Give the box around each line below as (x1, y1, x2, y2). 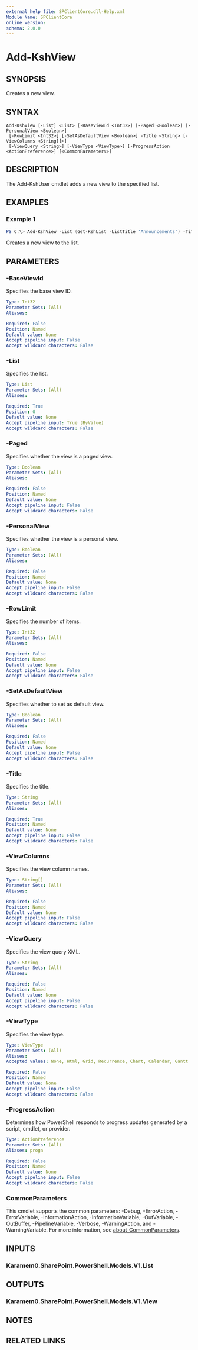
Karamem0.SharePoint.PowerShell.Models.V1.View (6, 1297, 158, 1305)
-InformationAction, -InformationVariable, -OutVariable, (41, 1214, 175, 1221)
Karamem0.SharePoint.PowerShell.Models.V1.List (6, 1261, 154, 1270)
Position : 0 (6, 409, 35, 415)
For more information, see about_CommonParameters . (49, 1226, 181, 1233)
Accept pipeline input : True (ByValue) (6, 419, 104, 426)
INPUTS (6, 1244, 35, 1254)
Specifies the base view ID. (6, 288, 72, 295)
